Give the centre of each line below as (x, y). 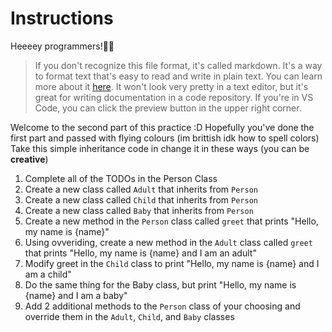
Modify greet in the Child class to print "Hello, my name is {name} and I (172, 263)
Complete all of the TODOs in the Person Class (121, 178)
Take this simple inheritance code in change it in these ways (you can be (160, 148)
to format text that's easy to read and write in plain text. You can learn (178, 76)
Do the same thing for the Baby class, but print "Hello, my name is (160, 284)
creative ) (29, 159)
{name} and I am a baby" (76, 295)
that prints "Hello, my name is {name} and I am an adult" (140, 253)
